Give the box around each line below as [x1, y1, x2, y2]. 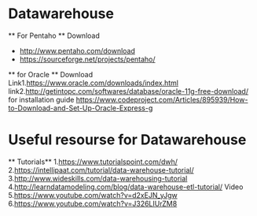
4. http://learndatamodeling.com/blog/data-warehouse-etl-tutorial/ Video [8, 182, 244, 192]
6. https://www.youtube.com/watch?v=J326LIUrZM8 [8, 199, 178, 208]
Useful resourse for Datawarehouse [8, 131, 247, 149]
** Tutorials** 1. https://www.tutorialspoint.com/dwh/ [8, 157, 178, 166]
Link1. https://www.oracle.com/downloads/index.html [8, 78, 179, 88]
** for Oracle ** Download [8, 69, 93, 79]
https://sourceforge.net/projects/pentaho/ [19, 54, 156, 64]
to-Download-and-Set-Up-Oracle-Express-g [8, 103, 153, 113]
